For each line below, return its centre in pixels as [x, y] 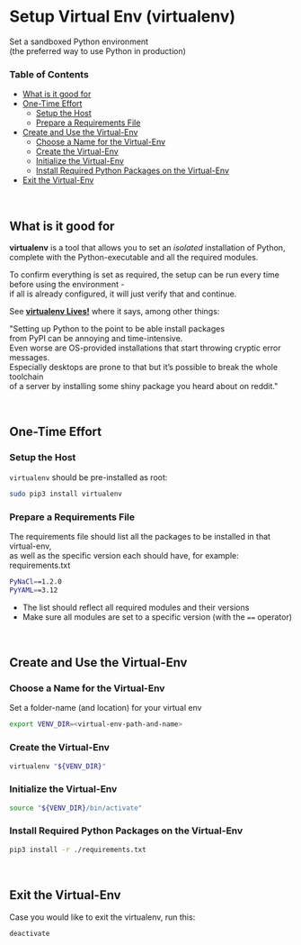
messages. [30, 358]
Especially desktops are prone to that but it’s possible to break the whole [144, 368]
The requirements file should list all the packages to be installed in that [140, 536]
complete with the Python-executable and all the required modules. [134, 258]
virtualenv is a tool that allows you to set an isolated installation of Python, [147, 248]
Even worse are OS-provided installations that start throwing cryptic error [145, 348]
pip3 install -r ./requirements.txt [78, 850]
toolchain [27, 377]
